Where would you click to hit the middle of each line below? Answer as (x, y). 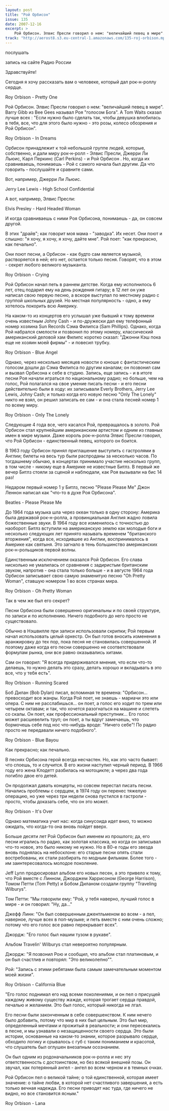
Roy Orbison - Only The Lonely (37, 414)
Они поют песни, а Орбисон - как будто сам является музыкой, (74, 254)
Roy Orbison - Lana (25, 1103)
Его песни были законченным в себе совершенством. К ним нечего (78, 1014)
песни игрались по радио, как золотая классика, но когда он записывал (83, 842)
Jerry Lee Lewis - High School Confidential (50, 189)
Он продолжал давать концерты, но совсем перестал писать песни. (79, 785)
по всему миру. (22, 405)
